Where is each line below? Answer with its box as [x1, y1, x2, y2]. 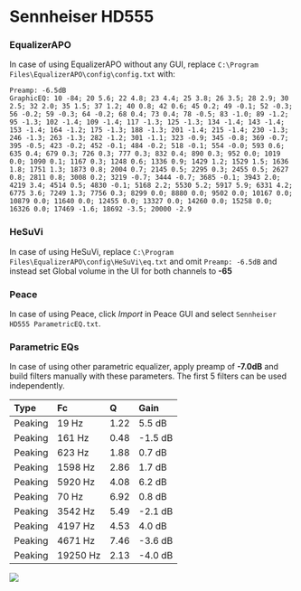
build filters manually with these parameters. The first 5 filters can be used [9, 371, 287, 381]
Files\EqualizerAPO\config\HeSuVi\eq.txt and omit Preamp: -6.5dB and [9, 256, 277, 267]
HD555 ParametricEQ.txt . [9, 318, 101, 329]
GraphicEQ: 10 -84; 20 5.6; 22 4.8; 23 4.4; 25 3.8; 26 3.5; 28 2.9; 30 [9, 94, 289, 103]
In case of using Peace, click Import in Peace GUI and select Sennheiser [9, 309, 277, 320]
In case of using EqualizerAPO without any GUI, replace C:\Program [9, 59, 259, 70]
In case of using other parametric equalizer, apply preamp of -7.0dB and [9, 361, 278, 372]
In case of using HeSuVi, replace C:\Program [9, 246, 174, 257]
